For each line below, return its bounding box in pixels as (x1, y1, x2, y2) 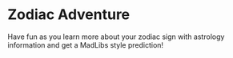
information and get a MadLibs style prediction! (7, 40, 164, 49)
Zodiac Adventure (7, 6, 131, 24)
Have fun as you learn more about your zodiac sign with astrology (7, 32, 225, 41)
